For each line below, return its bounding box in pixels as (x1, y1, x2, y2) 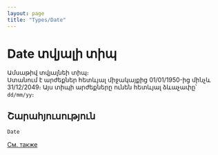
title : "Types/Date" (7, 16, 67, 23)
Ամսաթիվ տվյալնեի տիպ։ (7, 69, 90, 77)
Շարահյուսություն (7, 110, 96, 122)
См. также (7, 141, 38, 149)
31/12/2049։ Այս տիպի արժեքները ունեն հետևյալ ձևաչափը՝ (7, 83, 197, 91)
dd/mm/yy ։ (7, 91, 34, 99)
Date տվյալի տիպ (7, 46, 117, 62)
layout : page (7, 10, 45, 17)
